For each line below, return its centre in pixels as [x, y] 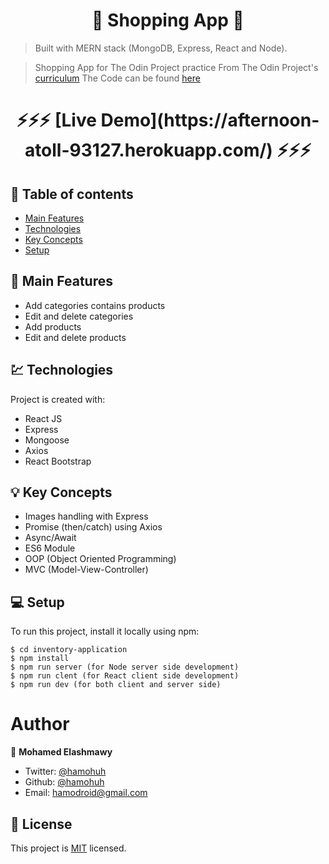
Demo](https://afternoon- [210, 120]
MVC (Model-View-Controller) [86, 570]
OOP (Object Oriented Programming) [100, 559]
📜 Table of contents [72, 194]
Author [40, 724]
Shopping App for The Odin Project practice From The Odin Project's [176, 67]
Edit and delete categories [79, 316]
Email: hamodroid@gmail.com [86, 793]
